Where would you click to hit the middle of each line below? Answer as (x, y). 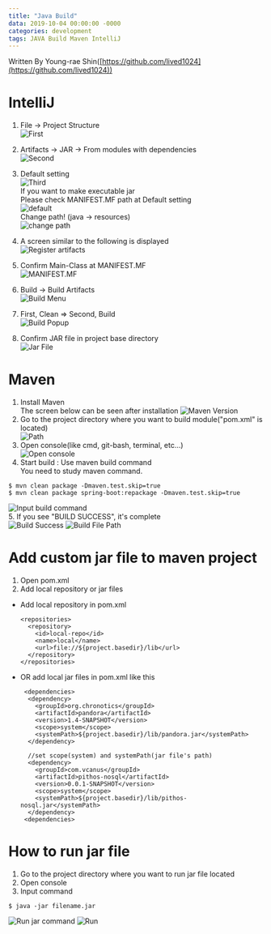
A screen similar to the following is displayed (94, 241)
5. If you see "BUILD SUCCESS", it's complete (85, 517)
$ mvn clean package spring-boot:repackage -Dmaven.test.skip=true (125, 493)
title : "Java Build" (43, 16)
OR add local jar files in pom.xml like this (87, 677)
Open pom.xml (45, 581)
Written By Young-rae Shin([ (55, 62)
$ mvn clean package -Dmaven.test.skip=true (85, 486)
